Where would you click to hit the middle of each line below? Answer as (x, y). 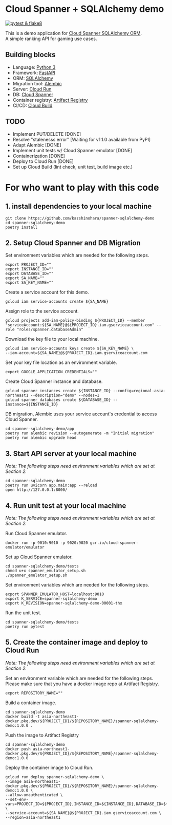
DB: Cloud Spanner (33, 94)
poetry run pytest (25, 627)
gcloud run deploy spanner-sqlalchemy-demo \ (55, 777)
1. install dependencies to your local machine (79, 206)
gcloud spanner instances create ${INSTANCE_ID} (58, 391)
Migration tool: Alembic (37, 83)
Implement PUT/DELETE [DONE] (47, 134)
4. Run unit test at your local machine (66, 506)
